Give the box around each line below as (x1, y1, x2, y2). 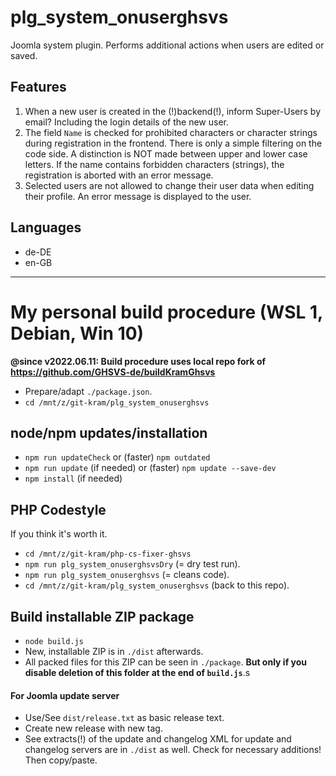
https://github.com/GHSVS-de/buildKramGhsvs (10, 366, 216, 378)
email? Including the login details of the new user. (24, 116, 230, 128)
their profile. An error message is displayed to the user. (24, 190, 252, 202)
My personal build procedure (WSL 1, (10, 301, 323, 323)
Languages (10, 219, 82, 236)
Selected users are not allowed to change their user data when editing (24, 179, 315, 191)
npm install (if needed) (24, 472, 123, 485)
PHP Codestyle (10, 501, 107, 518)
